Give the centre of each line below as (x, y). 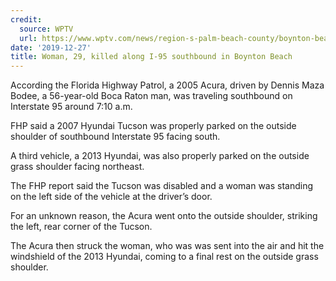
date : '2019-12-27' (51, 47)
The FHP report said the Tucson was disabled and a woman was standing (162, 186)
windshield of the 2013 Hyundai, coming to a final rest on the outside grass (164, 257)
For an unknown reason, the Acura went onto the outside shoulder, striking (164, 216)
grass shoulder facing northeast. (77, 167)
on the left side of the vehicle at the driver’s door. (111, 197)
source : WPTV (46, 29)
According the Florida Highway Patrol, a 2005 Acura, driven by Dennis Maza (167, 85)
